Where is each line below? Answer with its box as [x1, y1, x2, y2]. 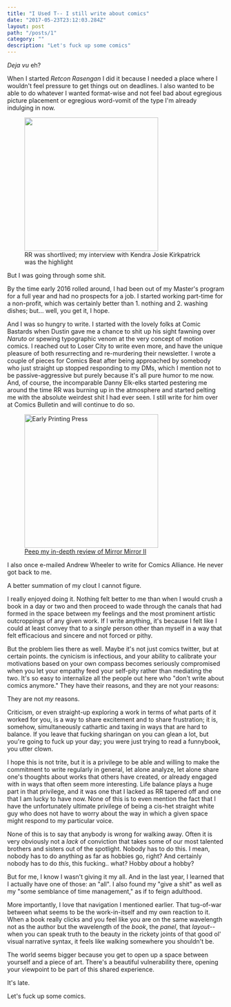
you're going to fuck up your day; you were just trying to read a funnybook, [7, 738, 221, 745]
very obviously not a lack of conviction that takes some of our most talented [7, 837, 223, 845]
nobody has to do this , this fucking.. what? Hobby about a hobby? [7, 859, 194, 867]
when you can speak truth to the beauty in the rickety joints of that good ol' [7, 930, 221, 938]
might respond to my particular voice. [7, 817, 114, 824]
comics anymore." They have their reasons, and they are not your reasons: [7, 682, 219, 689]
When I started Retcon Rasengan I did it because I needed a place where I [7, 74, 218, 83]
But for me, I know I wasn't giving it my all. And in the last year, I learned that [7, 873, 224, 881]
